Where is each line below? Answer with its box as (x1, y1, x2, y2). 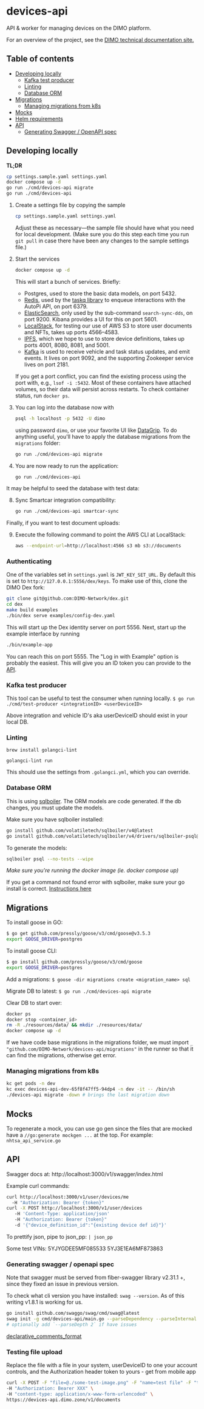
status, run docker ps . (15, 392, 70, 399)
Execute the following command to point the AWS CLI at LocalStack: (15, 531, 186, 538)
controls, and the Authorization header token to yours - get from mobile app (6, 1368, 196, 1376)
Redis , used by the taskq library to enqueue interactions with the (24, 296, 186, 303)
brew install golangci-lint (6, 747, 78, 753)
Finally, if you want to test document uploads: (6, 519, 120, 527)
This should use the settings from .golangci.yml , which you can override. (6, 769, 190, 776)
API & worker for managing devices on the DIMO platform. (6, 24, 152, 32)
